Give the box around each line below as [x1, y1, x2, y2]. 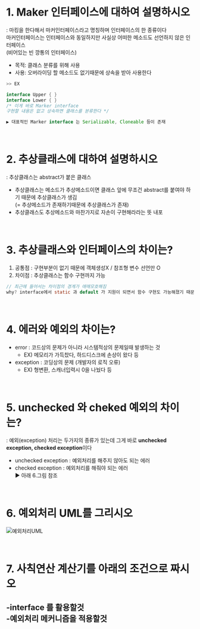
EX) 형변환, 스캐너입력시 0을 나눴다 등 [23, 366, 112, 373]
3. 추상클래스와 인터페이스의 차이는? [6, 243, 173, 257]
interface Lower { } [6, 97, 58, 103]
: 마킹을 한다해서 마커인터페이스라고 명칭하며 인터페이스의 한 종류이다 [6, 26, 167, 33]
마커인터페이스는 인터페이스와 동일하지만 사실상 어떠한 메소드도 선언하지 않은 [6, 33, 185, 41]
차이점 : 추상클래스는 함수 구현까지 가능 [14, 272, 106, 279]
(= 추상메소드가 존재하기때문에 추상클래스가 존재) [14, 201, 129, 208]
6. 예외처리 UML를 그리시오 [6, 506, 133, 520]
